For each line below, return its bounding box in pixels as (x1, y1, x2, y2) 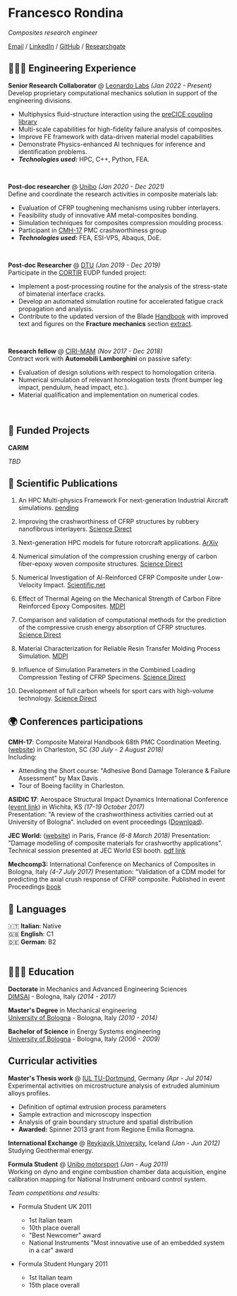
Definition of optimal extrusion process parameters (18, 1103, 166, 1111)
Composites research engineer (8, 28, 98, 37)
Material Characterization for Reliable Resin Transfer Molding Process (18, 644, 221, 653)
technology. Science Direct (18, 694, 97, 703)
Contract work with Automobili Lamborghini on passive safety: (8, 354, 193, 363)
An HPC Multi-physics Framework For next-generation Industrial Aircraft (18, 496, 229, 505)
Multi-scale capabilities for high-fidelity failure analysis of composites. (18, 125, 223, 133)
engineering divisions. (8, 96, 73, 104)
